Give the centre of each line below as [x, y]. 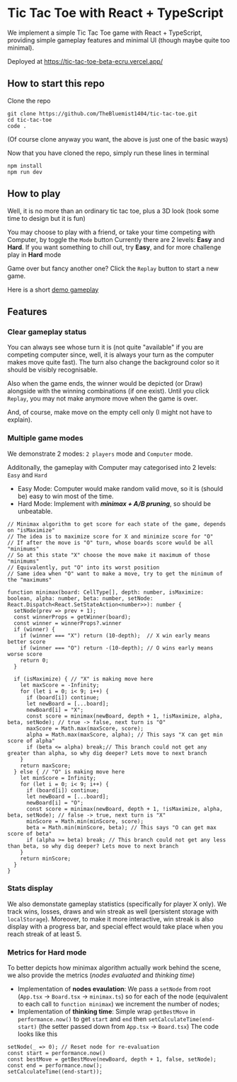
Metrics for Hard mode [47, 952]
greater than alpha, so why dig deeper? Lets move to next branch [107, 753]
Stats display [30, 888]
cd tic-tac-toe [30, 120]
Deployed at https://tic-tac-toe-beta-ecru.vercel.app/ [85, 61]
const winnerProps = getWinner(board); [73, 617]
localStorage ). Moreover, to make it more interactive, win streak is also [111, 919]
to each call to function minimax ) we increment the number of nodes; [118, 1004]
